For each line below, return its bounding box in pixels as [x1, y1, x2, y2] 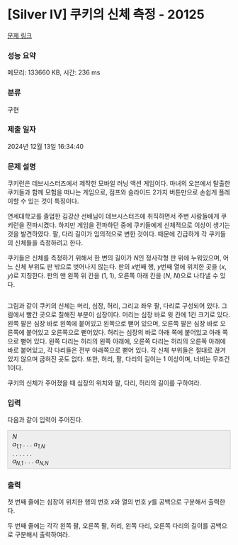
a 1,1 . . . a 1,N [12, 440, 45, 451]
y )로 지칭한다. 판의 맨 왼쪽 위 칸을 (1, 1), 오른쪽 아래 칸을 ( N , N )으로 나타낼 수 [7, 271, 219, 280]
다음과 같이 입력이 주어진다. [7, 416, 84, 424]
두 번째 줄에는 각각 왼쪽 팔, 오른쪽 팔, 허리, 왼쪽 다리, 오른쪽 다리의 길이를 [7, 522, 209, 530]
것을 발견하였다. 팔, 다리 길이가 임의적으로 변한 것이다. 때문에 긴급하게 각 [7, 230, 208, 238]
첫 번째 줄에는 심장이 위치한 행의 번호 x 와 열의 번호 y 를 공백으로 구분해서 [7, 497, 207, 506]
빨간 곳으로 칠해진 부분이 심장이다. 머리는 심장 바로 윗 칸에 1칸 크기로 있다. [25, 310, 230, 319]
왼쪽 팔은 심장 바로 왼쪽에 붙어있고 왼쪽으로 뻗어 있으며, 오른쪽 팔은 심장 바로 [7, 319, 219, 328]
